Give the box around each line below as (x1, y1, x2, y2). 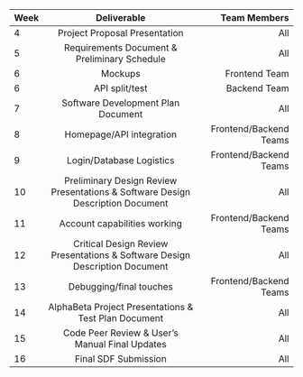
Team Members (220, 12, 289, 23)
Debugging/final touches (68, 280, 174, 292)
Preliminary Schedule (75, 53, 167, 65)
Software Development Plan (61, 97, 180, 109)
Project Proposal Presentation (57, 27, 184, 39)
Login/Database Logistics (66, 154, 175, 166)
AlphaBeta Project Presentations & (48, 301, 194, 313)
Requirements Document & (63, 41, 178, 53)
